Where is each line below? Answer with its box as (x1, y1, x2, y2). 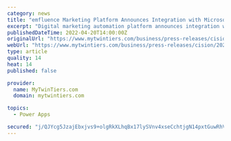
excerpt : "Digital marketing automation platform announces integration (7, 23, 220, 29)
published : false (7, 67, 57, 74)
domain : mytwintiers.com (13, 92, 85, 99)
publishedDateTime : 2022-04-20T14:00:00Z (7, 29, 128, 36)
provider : (7, 79, 36, 86)
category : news (7, 10, 51, 17)
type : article (7, 49, 48, 55)
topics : (7, 105, 30, 112)
